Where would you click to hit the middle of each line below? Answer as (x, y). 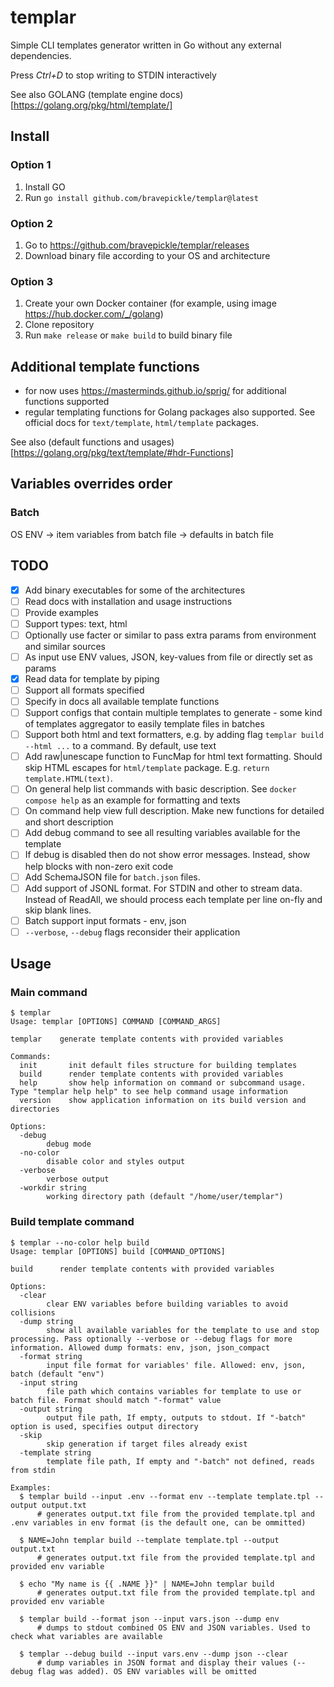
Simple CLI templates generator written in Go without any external (146, 45)
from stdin (33, 1470)
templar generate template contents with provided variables (147, 1039)
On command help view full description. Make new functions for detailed (174, 811)
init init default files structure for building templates (158, 1066)
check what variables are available (86, 1636)
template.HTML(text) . (68, 778)
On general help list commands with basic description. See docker (160, 789)
